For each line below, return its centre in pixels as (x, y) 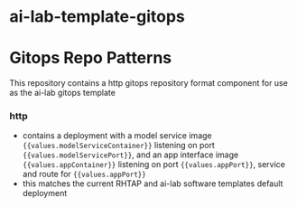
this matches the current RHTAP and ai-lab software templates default (153, 183)
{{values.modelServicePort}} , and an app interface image (130, 155)
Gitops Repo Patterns (91, 58)
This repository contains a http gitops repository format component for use (149, 83)
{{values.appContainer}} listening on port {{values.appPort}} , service (154, 165)
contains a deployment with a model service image (117, 136)
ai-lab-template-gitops (97, 17)
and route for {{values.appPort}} (84, 174)
